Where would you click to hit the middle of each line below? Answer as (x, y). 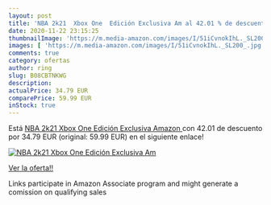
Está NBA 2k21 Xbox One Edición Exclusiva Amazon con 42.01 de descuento (135, 129)
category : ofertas (39, 61)
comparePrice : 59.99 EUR (50, 98)
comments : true (34, 53)
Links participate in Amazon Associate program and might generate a (123, 184)
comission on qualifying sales (58, 192)
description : (30, 83)
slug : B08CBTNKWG (38, 76)
